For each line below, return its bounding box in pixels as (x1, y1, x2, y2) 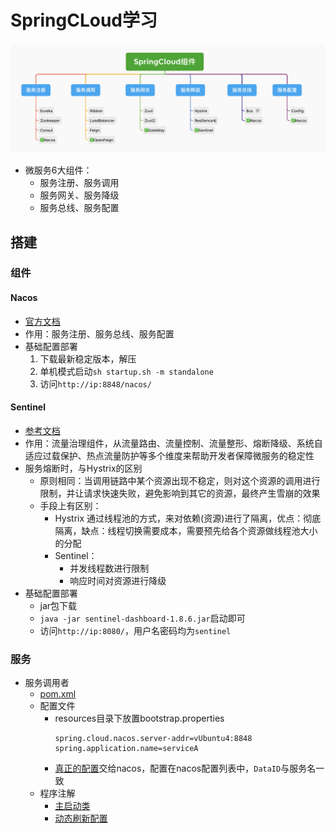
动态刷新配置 (54, 812, 108, 825)
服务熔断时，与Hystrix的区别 (24, 462, 143, 474)
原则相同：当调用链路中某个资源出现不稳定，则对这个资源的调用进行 (39, 474, 321, 486)
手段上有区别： (39, 499, 102, 511)
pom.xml (39, 688, 77, 700)
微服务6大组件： (24, 164, 93, 176)
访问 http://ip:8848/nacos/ (39, 377, 152, 390)
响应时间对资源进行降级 (69, 574, 167, 586)
